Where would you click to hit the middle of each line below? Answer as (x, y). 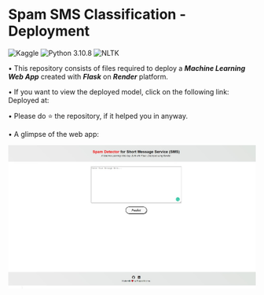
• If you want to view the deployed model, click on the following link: (119, 91)
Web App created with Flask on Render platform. (88, 76)
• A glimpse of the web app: (54, 134)
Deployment (49, 31)
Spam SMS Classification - (97, 15)
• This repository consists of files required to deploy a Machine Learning (127, 68)
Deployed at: (29, 100)
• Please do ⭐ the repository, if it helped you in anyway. (98, 116)
